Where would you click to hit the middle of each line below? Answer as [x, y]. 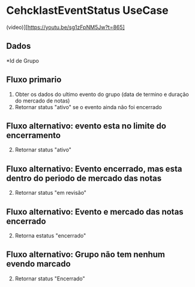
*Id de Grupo [22, 60]
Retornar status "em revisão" [51, 193]
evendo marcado [38, 264]
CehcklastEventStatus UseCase [88, 11]
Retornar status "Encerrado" [50, 279]
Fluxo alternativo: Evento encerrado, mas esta [94, 169]
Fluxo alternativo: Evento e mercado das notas [95, 212]
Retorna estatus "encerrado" [50, 235]
